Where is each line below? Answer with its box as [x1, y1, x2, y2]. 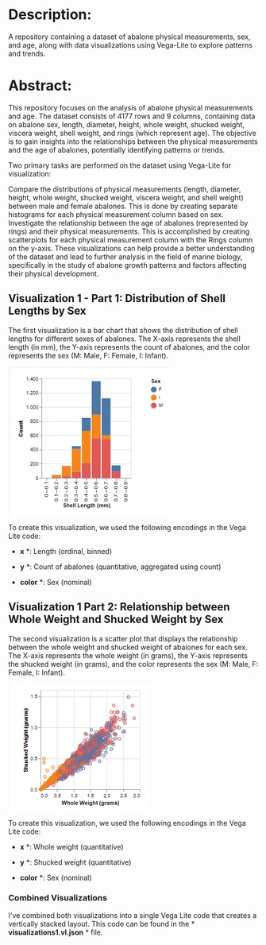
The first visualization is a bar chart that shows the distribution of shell [8, 325, 238, 335]
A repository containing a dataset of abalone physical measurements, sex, [8, 32, 251, 41]
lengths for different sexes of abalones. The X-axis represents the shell [8, 334, 241, 343]
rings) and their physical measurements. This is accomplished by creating [8, 227, 250, 236]
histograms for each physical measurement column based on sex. [8, 209, 224, 219]
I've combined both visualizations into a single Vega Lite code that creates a [8, 910, 257, 920]
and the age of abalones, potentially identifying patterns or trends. [8, 145, 226, 154]
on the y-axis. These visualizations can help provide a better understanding [8, 243, 256, 253]
